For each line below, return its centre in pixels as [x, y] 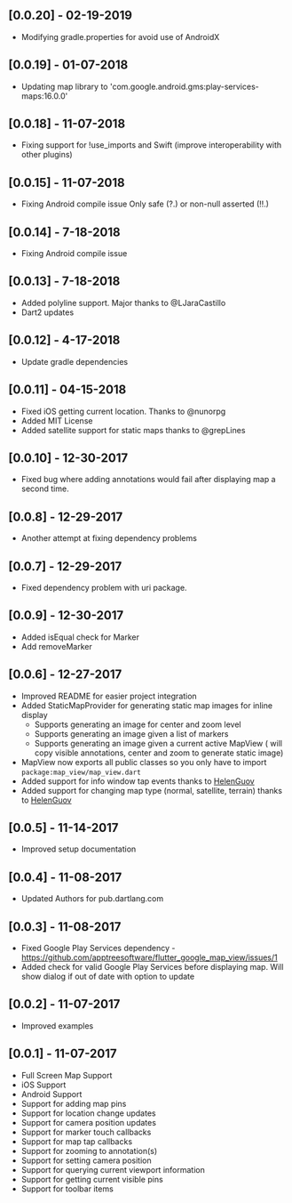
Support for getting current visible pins [92, 1179]
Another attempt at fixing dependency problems [109, 538]
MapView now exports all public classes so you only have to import [144, 762]
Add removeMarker [56, 646]
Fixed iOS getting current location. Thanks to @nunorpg [123, 411]
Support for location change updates [88, 1113]
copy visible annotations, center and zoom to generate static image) [159, 753]
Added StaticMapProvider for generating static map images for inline [146, 705]
